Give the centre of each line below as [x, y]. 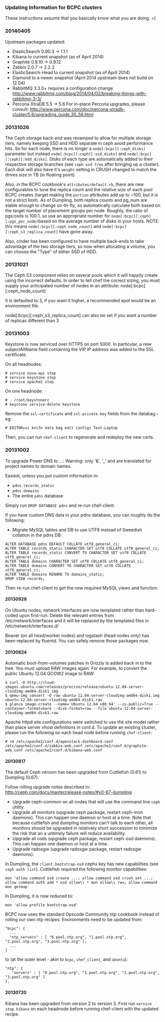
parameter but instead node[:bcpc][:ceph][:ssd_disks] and [66, 154]
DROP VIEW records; [25, 578]
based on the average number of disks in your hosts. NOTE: [99, 221]
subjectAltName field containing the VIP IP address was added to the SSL [80, 350]
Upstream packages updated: [35, 42]
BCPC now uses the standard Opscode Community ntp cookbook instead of [82, 914]
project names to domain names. [38, 466]
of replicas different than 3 [32, 321]
